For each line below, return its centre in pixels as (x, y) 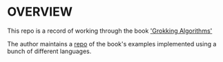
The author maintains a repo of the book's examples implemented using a (112, 44)
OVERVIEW (40, 12)
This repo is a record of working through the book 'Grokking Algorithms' (110, 31)
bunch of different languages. (49, 51)
